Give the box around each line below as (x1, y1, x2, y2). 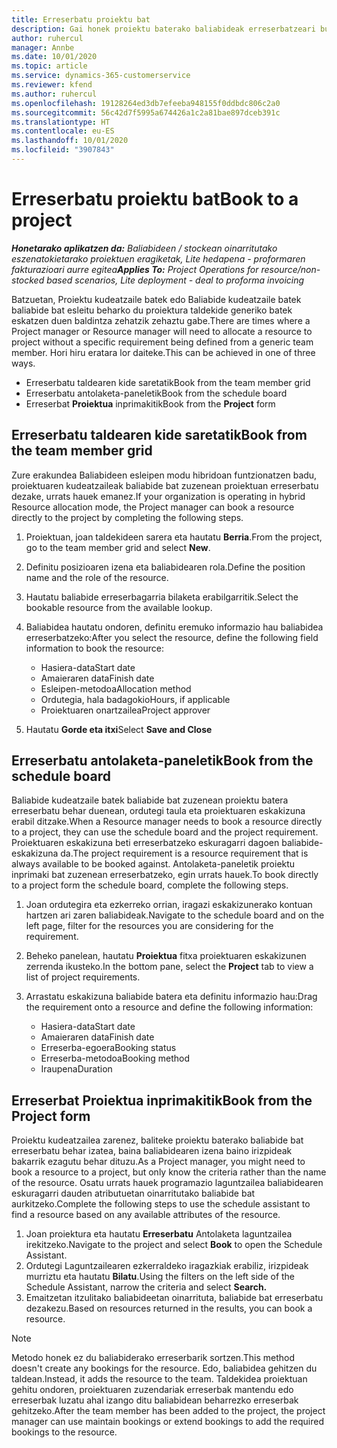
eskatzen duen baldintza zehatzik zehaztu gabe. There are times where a (11, 314, 311, 326)
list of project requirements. (25, 971, 141, 983)
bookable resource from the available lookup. (25, 601, 213, 613)
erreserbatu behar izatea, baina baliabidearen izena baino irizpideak (11, 1145, 293, 1157)
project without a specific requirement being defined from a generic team (11, 336, 314, 348)
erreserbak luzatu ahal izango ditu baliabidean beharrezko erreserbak (11, 1394, 299, 1406)
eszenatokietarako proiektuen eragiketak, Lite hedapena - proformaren (11, 252, 306, 265)
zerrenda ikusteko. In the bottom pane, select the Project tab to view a (25, 961, 314, 973)
